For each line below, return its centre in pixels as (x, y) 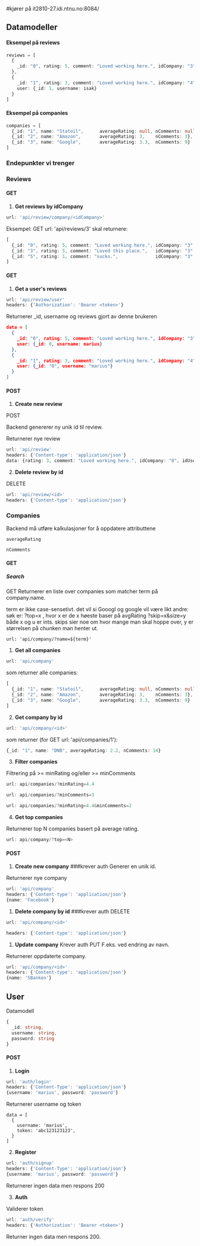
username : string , (35, 1033)
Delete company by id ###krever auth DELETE (72, 911)
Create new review (38, 404)
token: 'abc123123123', (46, 1131)
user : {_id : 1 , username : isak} (57, 88)
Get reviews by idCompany (49, 207)
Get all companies (37, 650)
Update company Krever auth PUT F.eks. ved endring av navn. (92, 944)
